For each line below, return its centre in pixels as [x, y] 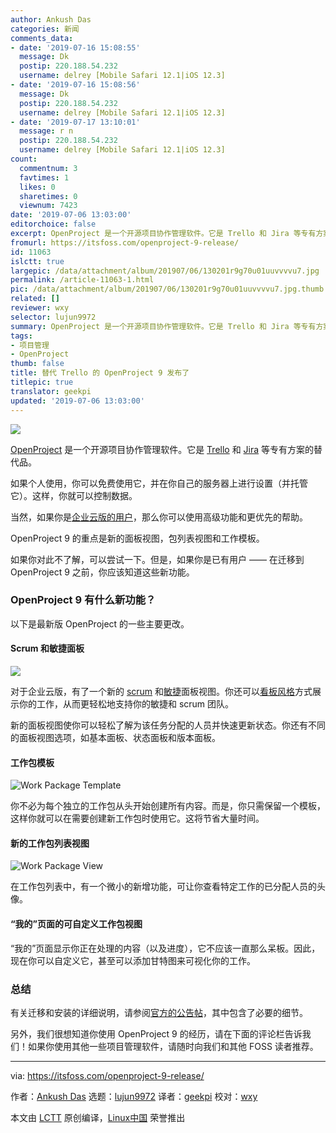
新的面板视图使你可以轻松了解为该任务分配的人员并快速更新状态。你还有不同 [168, 725]
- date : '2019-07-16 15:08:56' [75, 85]
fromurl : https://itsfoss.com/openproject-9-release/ [125, 242]
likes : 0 [37, 187]
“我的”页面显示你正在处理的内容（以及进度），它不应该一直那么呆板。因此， [165, 948]
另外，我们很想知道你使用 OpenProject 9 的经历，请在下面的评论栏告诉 [156, 1033]
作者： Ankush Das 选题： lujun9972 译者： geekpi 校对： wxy [134, 1096]
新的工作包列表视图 [50, 843]
